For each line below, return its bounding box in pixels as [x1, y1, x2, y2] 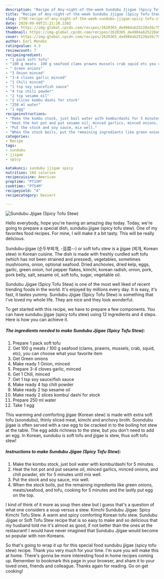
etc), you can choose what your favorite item [12, 350, 103, 356]
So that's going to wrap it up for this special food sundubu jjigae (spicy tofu [5, 542, 157, 548]
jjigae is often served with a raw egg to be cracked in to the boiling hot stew [5, 422, 158, 428]
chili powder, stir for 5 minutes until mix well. [12, 471, 102, 477]
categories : [5, 134, 30, 139]
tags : [5, 143, 17, 148]
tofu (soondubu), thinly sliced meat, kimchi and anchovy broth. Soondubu [5, 417, 153, 422]
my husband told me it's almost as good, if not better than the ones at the [5, 522, 153, 528]
